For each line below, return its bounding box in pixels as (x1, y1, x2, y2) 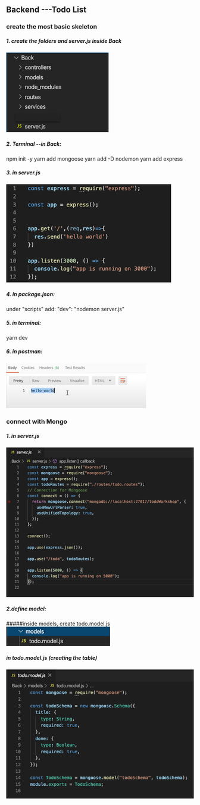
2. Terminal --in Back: (6, 140, 62, 148)
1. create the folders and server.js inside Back (6, 37, 122, 44)
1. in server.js (6, 432, 40, 439)
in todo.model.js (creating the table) (6, 654, 98, 661)
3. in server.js (6, 169, 40, 176)
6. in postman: (6, 347, 43, 355)
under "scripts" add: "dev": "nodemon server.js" (6, 306, 125, 313)
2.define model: (6, 605, 46, 612)
